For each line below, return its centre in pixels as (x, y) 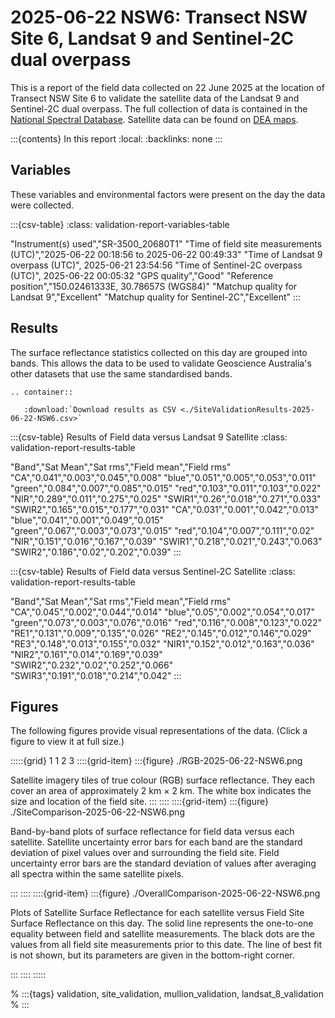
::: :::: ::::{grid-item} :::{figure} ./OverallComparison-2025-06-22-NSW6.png (165, 893)
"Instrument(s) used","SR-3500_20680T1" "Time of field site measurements (166, 243)
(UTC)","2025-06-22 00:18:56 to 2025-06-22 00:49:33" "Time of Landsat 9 (166, 254)
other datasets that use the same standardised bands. (121, 373)
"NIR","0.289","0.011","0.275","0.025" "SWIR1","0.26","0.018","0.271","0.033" (166, 498)
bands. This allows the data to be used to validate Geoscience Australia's (161, 363)
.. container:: (42, 392)
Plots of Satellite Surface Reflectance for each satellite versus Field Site (157, 913)
